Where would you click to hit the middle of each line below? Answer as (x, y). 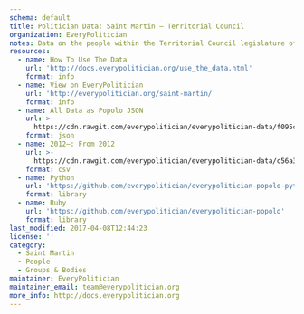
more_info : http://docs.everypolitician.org (95, 295)
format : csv (48, 169)
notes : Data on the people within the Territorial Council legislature (147, 43)
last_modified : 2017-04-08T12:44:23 (78, 228)
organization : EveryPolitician (68, 34)
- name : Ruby (42, 203)
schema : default (40, 18)
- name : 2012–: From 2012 (66, 144)
